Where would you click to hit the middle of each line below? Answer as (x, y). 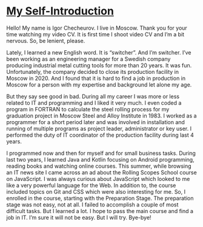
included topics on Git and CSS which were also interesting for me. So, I (96, 191)
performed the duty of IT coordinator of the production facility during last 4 (100, 135)
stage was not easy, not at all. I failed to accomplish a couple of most (92, 205)
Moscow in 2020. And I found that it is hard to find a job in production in (96, 78)
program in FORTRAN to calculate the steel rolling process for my (88, 109)
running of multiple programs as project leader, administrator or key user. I (99, 128)
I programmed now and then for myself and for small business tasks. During (101, 153)
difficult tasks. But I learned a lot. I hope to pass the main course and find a (100, 211)
